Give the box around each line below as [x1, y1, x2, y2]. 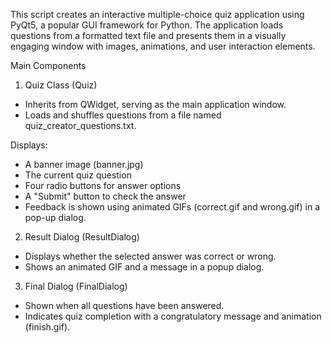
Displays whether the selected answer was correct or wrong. [24, 250, 277, 262]
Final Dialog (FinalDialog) [24, 280, 128, 292]
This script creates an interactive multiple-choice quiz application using [10, 9, 305, 20]
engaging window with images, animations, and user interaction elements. [10, 40, 316, 52]
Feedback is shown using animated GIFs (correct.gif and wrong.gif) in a [24, 201, 321, 213]
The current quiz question [24, 169, 132, 181]
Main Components [10, 60, 87, 71]
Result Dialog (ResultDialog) [24, 231, 140, 243]
